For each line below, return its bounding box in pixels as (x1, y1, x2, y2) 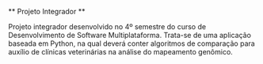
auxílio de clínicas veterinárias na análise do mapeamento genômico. (8, 47, 234, 56)
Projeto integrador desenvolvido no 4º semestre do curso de (8, 22, 207, 31)
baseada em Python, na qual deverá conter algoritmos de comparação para (8, 39, 255, 48)
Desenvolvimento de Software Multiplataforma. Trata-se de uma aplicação (8, 31, 252, 40)
